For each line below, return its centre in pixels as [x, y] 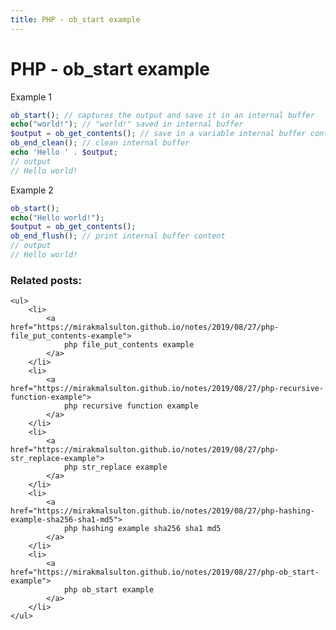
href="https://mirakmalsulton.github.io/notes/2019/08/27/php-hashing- [162, 511]
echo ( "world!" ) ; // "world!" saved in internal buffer [127, 124]
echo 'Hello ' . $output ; [64, 152]
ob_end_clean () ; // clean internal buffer [100, 143]
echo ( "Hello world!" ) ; [57, 217]
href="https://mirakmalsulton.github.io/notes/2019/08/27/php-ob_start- [165, 572]
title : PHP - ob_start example [75, 19]
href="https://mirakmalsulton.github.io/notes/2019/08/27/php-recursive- [167, 389]
